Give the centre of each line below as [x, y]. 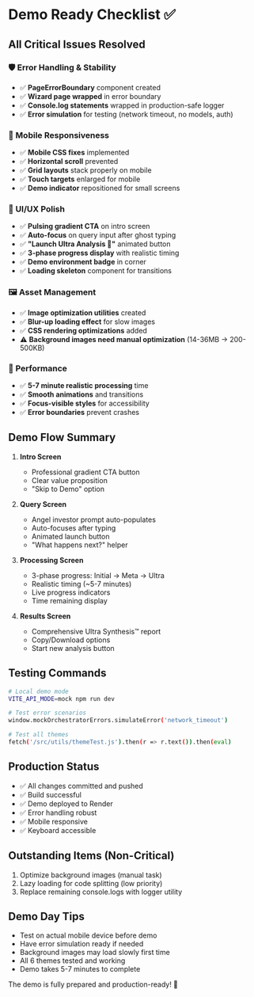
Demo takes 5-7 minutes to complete [80, 969]
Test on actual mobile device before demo [88, 935]
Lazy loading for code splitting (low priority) [91, 883]
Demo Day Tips [47, 916]
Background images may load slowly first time [95, 953]
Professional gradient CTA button [85, 472]
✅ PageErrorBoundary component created [90, 87]
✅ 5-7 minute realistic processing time [84, 386]
